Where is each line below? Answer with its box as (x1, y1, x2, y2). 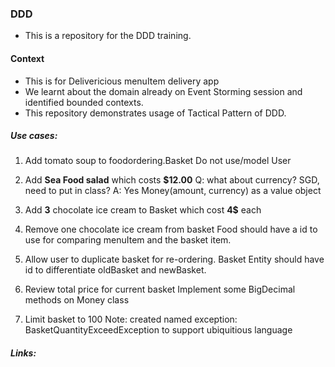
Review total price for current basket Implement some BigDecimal (24, 283, 296, 296)
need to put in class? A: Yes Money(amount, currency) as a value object (24, 185, 322, 197)
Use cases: (10, 130, 58, 142)
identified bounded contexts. (24, 96, 144, 108)
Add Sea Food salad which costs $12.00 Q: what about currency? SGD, (24, 174, 320, 186)
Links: (10, 347, 37, 359)
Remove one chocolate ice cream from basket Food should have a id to (24, 223, 318, 236)
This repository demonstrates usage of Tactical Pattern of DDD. (24, 107, 287, 119)
